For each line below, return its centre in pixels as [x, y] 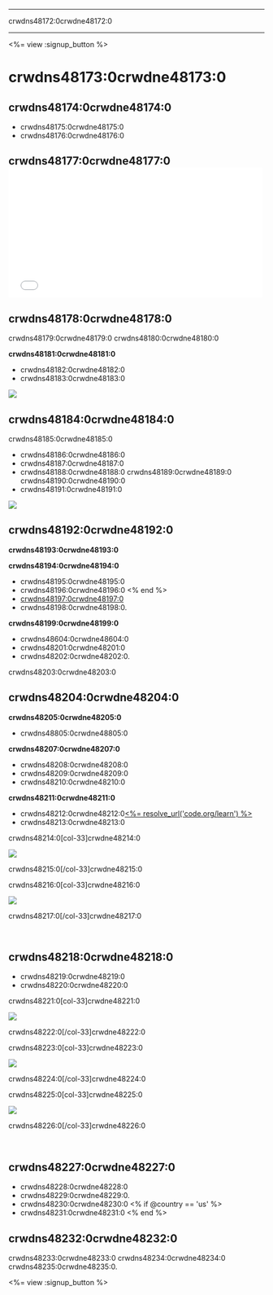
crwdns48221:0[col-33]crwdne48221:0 [74, 1001]
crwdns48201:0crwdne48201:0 [73, 647]
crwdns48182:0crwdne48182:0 [73, 370]
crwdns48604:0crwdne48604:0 [74, 639]
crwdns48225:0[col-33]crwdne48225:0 [76, 1095]
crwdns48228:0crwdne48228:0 [74, 1187]
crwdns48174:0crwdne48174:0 [90, 107]
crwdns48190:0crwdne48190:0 [73, 481]
